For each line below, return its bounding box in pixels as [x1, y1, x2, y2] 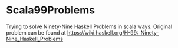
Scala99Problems [6, 4, 95, 17]
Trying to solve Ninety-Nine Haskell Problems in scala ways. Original [6, 23, 173, 30]
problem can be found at [6, 29, 66, 36]
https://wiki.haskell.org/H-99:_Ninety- [67, 29, 159, 36]
